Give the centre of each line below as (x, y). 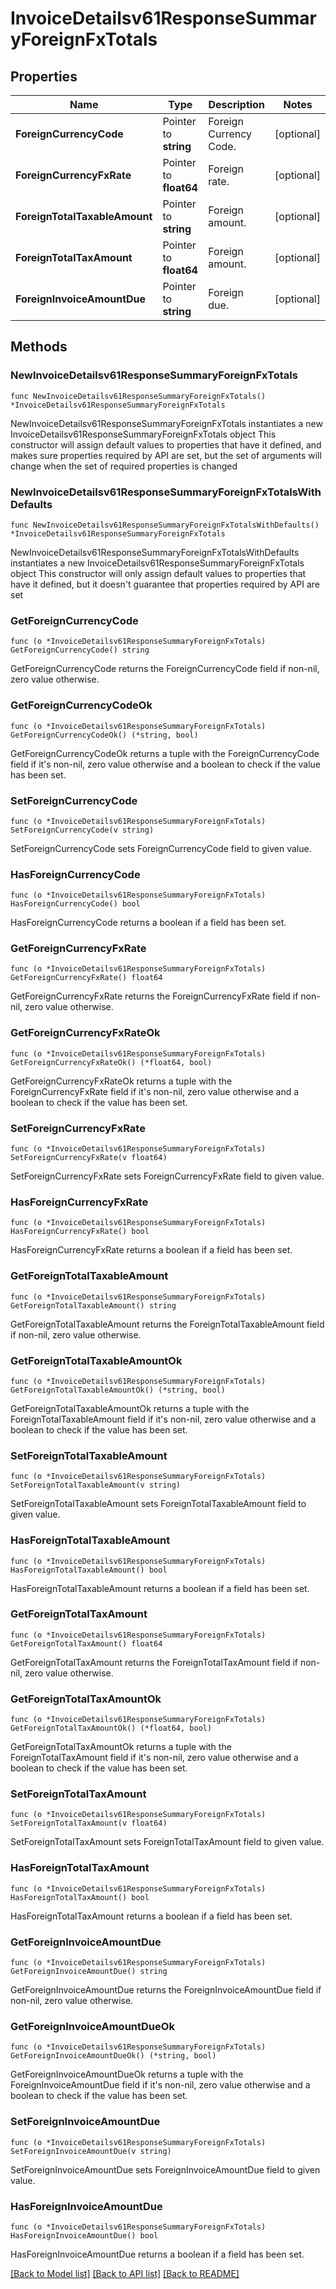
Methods (39, 347)
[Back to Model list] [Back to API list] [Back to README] (125, 2273)
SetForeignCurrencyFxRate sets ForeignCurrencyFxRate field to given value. (167, 1176)
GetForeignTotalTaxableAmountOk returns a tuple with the (130, 1408)
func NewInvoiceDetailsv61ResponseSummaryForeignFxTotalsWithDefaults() (165, 525)
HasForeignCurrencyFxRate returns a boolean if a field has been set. (151, 1250)
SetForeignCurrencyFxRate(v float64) (89, 1158)
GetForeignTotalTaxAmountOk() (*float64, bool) (111, 1728)
